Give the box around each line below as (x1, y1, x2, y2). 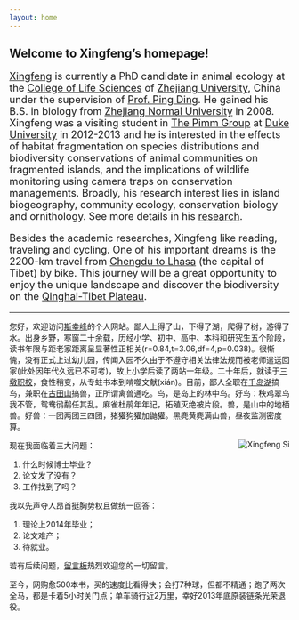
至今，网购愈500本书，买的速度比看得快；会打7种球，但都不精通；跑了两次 (9, 579, 286, 590)
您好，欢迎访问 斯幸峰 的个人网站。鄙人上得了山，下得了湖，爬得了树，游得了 (9, 321, 290, 332)
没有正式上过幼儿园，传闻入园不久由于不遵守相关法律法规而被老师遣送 (24, 355, 282, 366)
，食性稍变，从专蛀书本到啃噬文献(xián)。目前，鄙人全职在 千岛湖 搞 (32, 377, 280, 388)
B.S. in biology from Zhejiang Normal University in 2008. (9, 105, 275, 118)
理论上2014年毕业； (21, 519, 95, 530)
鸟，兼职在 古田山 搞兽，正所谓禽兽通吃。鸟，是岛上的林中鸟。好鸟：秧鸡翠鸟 (9, 388, 290, 399)
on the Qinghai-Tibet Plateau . (9, 290, 148, 303)
